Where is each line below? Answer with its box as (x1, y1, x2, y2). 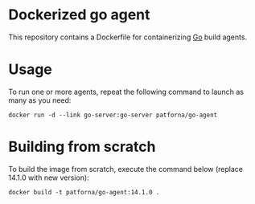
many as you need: (8, 95, 72, 105)
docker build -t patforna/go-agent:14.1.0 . (8, 188, 160, 196)
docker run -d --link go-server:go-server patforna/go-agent (8, 111, 218, 119)
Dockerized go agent (8, 6, 150, 24)
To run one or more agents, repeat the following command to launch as (8, 87, 244, 96)
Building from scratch (8, 138, 156, 156)
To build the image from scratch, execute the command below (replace (8, 164, 244, 173)
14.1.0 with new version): (8, 173, 90, 182)
